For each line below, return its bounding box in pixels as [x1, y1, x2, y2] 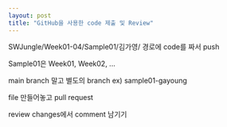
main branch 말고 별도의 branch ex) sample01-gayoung [8, 75, 187, 85]
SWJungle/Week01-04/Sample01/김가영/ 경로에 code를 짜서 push [8, 41, 220, 52]
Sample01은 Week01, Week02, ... [8, 59, 115, 68]
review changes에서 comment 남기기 [8, 109, 127, 119]
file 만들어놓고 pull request [8, 92, 94, 102]
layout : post [8, 11, 52, 20]
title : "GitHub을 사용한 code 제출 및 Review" [8, 19, 154, 27]
